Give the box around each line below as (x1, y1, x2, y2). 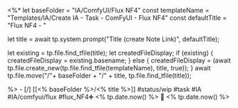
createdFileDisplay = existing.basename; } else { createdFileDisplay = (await (7, 56, 232, 65)
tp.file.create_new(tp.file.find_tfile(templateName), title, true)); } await (7, 64, 212, 72)
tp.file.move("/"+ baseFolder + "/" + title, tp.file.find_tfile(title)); (7, 71, 192, 80)
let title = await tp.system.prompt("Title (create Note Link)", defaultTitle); (7, 35, 219, 43)
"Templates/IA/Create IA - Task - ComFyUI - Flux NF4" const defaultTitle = (7, 13, 227, 22)
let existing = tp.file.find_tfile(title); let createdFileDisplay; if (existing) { (7, 49, 214, 57)
